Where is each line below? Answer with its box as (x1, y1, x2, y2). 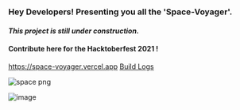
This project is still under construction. (8, 26, 139, 36)
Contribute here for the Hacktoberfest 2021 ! (8, 44, 159, 54)
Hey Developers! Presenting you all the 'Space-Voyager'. (8, 6, 233, 17)
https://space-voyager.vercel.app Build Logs (8, 62, 154, 71)
